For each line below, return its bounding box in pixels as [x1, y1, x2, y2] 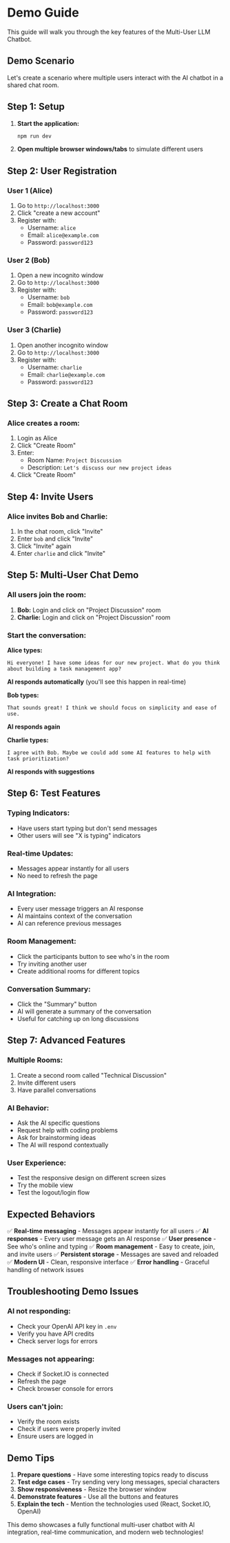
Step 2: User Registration [7, 165, 117, 177]
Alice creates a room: [7, 418, 81, 428]
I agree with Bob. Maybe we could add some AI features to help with [7, 749, 211, 756]
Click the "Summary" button [17, 1000, 97, 1008]
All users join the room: [7, 590, 87, 599]
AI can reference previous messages [17, 919, 122, 928]
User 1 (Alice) [7, 185, 53, 195]
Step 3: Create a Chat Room [7, 398, 129, 409]
